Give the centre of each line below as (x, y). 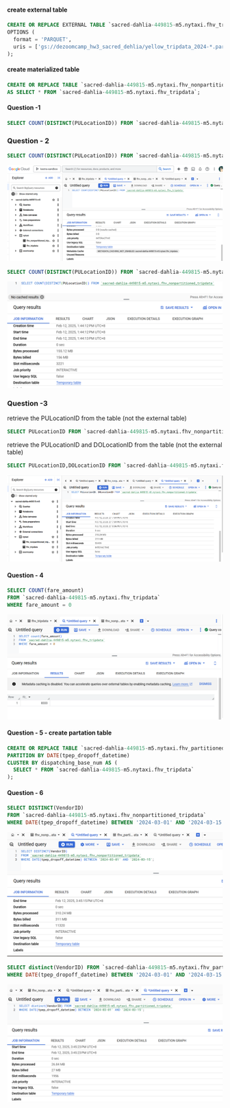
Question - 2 (28, 141)
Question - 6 (25, 792)
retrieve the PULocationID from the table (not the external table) (97, 418)
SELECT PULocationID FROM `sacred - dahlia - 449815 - (79, 431)
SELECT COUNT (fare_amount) (46, 590)
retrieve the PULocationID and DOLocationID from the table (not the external (115, 445)
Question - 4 (25, 575)
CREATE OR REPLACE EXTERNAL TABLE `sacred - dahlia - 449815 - (91, 25)
